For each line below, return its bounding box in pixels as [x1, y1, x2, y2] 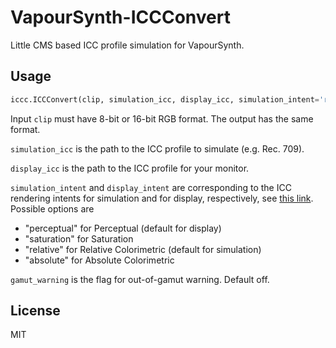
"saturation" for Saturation [24, 232, 134, 245]
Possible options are [10, 202, 95, 215]
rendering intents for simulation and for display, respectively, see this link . [10, 192, 314, 204]
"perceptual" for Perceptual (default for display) [24, 222, 222, 234]
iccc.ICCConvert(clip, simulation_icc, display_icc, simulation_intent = [10, 94, 320, 105]
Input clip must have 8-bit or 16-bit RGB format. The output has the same [10, 112, 314, 125]
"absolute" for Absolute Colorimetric [24, 254, 175, 266]
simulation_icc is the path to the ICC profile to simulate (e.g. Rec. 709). [10, 142, 305, 155]
